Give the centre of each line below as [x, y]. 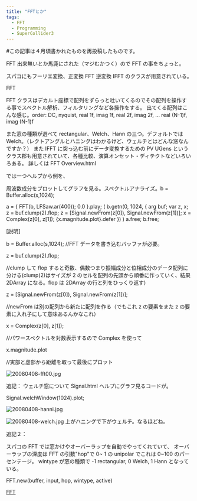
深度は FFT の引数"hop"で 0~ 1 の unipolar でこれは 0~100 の [106, 454]
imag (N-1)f [20, 122]
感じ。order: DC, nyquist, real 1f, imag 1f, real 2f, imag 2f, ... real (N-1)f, [102, 115]
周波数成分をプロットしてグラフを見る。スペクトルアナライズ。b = [87, 188]
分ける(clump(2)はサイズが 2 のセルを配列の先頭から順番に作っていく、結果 [98, 275]
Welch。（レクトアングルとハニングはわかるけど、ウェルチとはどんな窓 [92, 141]
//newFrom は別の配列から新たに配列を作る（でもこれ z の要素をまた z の [96, 307]
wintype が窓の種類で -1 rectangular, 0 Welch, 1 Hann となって [114, 461]
